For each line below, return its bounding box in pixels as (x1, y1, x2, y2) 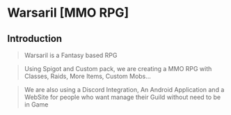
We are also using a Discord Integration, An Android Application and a (24, 86, 225, 93)
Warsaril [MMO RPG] (7, 5, 129, 21)
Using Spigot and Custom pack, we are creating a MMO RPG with (24, 65, 212, 72)
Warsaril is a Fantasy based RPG (24, 51, 118, 59)
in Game (24, 100, 49, 109)
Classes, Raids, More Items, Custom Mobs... (24, 72, 152, 80)
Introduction (7, 33, 63, 45)
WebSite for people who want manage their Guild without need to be (24, 93, 221, 101)
